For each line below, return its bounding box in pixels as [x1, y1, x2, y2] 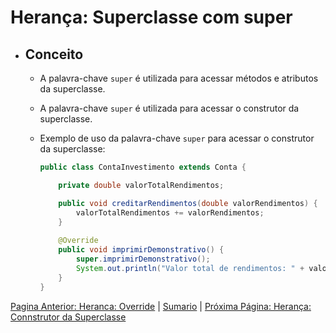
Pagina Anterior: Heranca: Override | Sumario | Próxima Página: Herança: [10, 300, 312, 312]
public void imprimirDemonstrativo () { [58, 245, 225, 255]
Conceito [24, 46, 84, 63]
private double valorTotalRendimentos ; [58, 180, 225, 190]
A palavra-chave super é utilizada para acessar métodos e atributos [39, 72, 319, 84]
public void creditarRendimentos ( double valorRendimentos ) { [58, 198, 318, 208]
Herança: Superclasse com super [10, 6, 293, 29]
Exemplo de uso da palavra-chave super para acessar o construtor [39, 132, 315, 144]
